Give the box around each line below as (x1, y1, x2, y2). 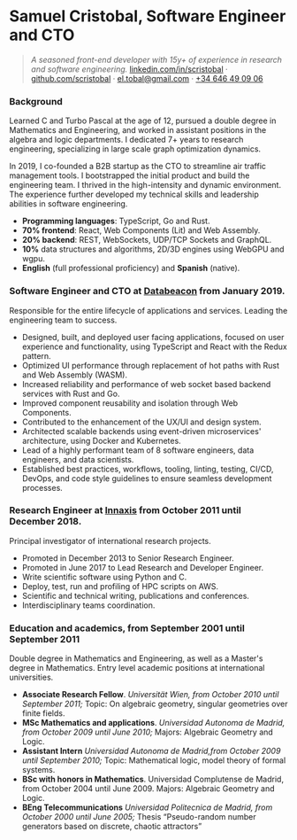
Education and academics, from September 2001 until (9, 622, 245, 634)
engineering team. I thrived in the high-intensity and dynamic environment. (9, 180, 281, 191)
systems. (21, 765, 56, 775)
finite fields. (21, 708, 65, 719)
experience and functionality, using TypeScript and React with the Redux (21, 341, 287, 352)
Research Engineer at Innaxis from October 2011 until (9, 504, 241, 517)
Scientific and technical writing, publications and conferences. (21, 590, 250, 601)
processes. (21, 482, 64, 493)
